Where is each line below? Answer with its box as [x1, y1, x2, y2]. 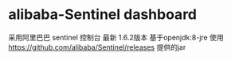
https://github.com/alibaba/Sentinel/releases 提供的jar [8, 42, 186, 52]
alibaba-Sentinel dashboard [8, 6, 198, 24]
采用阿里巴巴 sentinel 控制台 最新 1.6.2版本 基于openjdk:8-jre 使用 [8, 32, 225, 42]
